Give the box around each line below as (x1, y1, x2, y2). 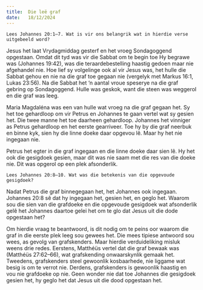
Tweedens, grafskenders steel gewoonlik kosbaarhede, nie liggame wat (6, 257, 185, 265)
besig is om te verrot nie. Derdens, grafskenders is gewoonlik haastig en (6, 263, 187, 271)
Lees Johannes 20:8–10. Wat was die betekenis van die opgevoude (6, 172, 175, 178)
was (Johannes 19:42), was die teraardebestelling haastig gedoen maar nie (6, 60, 194, 67)
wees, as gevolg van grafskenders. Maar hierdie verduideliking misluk (6, 238, 181, 245)
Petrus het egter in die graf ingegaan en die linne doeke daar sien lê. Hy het (6, 147, 195, 155)
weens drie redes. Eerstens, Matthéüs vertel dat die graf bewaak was (6, 244, 180, 251)
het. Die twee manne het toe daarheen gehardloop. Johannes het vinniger (6, 116, 191, 124)
